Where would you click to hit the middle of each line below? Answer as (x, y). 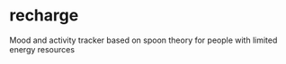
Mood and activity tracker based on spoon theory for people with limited (143, 40)
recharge (44, 16)
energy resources (42, 49)
